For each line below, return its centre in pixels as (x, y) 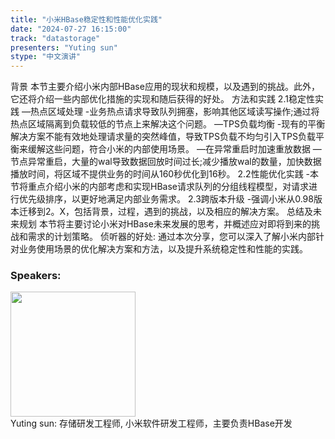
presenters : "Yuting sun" (64, 47)
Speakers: (36, 276)
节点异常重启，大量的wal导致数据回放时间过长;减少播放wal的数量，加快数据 (166, 162)
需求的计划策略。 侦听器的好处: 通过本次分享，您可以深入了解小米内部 (171, 237)
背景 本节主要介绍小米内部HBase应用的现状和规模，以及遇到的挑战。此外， (165, 87)
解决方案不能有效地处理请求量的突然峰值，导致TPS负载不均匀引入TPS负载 (163, 137)
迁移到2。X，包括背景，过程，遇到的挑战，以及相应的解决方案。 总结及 (166, 212)
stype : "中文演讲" (46, 57)
